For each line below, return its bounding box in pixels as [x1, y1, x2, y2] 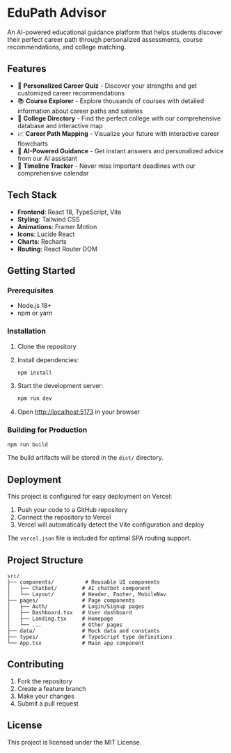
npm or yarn [17, 309, 53, 318]
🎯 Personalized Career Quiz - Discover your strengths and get [17, 81, 197, 90]
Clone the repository [17, 342, 77, 350]
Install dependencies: [17, 355, 79, 364]
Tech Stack [7, 189, 57, 201]
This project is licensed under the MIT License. [7, 738, 142, 746]
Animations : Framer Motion [17, 222, 97, 231]
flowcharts [17, 139, 49, 148]
